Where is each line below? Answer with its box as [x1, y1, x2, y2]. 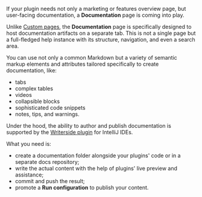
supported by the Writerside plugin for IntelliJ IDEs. [6, 129, 133, 136]
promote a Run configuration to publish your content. [14, 184, 149, 191]
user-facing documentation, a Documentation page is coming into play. [6, 11, 185, 19]
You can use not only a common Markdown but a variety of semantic [6, 54, 178, 61]
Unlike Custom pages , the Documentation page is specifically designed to [6, 23, 192, 30]
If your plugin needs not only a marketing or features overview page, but [6, 5, 186, 12]
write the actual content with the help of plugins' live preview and [14, 165, 178, 172]
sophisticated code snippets [14, 104, 86, 111]
